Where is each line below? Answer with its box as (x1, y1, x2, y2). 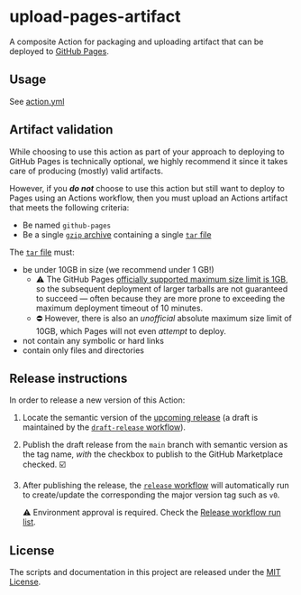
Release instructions (9, 370, 128, 386)
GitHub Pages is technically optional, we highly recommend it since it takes (9, 155, 288, 166)
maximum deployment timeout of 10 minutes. (35, 302, 204, 313)
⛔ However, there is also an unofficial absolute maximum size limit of (35, 312, 293, 323)
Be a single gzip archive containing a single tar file (22, 228, 212, 240)
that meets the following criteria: (9, 201, 130, 213)
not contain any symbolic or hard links (22, 335, 165, 346)
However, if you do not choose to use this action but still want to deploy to (9, 182, 286, 193)
